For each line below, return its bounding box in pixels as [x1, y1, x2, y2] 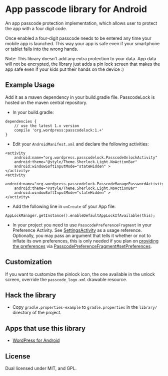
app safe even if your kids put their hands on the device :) [5, 66, 124, 72]
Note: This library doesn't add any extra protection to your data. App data [5, 55, 156, 61]
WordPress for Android [12, 337, 60, 343]
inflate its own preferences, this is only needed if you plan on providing [12, 237, 159, 244]
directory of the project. [12, 310, 61, 316]
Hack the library [5, 291, 56, 299]
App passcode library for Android [5, 4, 147, 15]
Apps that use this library [5, 324, 86, 332]
